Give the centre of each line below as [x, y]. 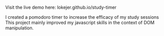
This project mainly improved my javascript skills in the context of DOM [80, 23]
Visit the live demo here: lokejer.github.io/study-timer [61, 7]
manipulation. [20, 28]
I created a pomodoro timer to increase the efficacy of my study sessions [82, 17]
